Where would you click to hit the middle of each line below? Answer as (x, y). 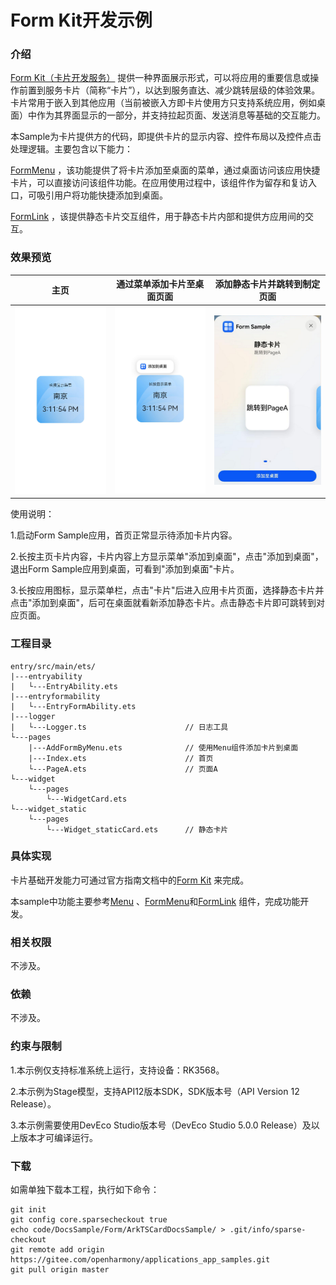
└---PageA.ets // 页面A (123, 769)
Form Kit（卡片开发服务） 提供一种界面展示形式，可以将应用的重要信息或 (160, 78)
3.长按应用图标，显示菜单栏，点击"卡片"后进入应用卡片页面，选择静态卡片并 (167, 590)
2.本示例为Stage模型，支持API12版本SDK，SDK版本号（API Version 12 (155, 1091)
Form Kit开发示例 (81, 20)
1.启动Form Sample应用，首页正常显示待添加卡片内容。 (124, 535)
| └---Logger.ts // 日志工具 (119, 727)
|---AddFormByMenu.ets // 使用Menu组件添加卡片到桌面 (163, 747)
